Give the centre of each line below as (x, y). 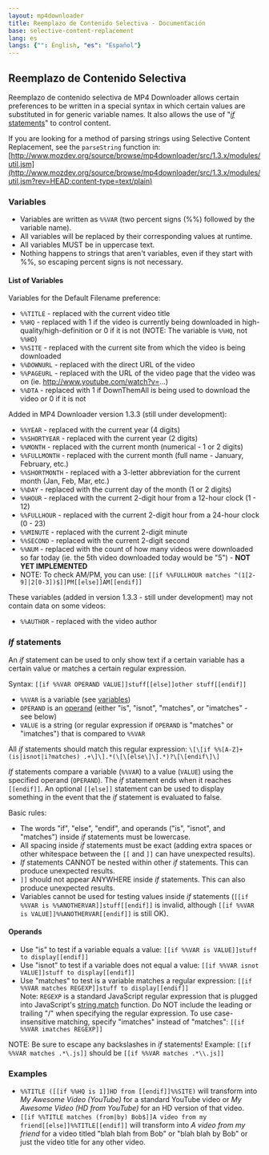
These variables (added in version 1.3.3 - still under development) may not (131, 598)
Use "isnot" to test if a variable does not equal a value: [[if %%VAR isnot (139, 965)
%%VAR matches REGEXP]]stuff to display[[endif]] (104, 988)
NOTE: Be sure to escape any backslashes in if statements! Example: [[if (130, 1044)
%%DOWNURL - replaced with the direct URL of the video (107, 365)
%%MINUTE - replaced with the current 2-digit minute (104, 532)
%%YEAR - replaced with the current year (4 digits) (100, 430)
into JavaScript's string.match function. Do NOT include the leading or (136, 1004)
